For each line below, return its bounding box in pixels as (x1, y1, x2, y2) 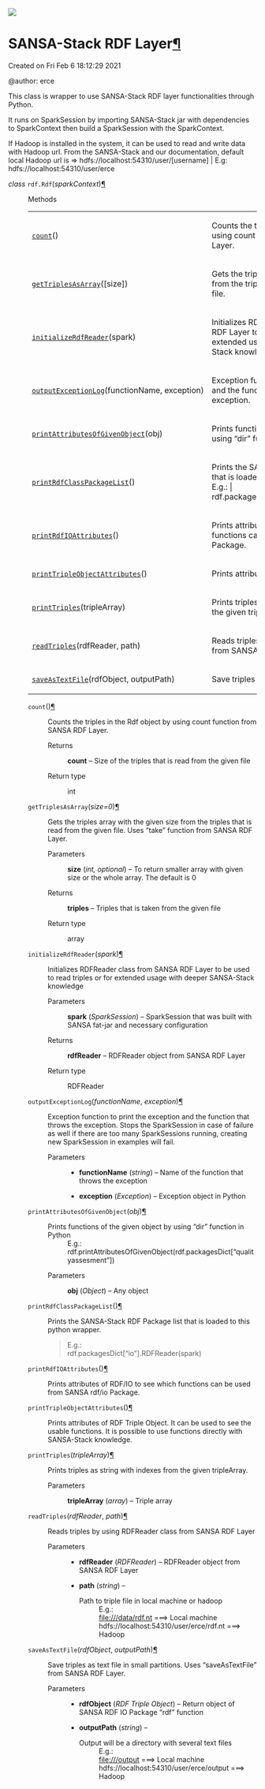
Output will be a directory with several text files (78, 1738, 233, 1747)
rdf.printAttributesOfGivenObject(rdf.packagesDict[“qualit (67, 1246, 254, 1257)
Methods (28, 194, 58, 204)
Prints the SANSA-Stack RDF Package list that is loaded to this (47, 1317, 251, 1326)
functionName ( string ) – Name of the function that (78, 1167, 244, 1177)
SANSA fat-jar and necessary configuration (67, 1020, 208, 1029)
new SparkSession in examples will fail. (47, 1137, 176, 1146)
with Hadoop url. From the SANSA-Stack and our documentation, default (8, 147, 244, 156)
